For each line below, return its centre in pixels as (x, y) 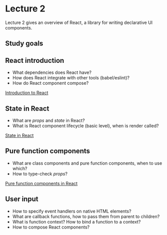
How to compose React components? (51, 227)
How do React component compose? (50, 83)
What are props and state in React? (49, 120)
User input (22, 199)
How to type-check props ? (40, 174)
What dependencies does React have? (52, 72)
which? (20, 168)
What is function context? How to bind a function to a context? (77, 222)
